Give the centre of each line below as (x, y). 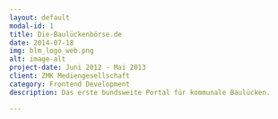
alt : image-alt (38, 59)
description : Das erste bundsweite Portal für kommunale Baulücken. (140, 92)
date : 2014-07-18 (42, 42)
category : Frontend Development (69, 84)
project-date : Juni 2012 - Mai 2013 (78, 68)
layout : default (39, 17)
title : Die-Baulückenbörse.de (66, 34)
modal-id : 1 (31, 26)
